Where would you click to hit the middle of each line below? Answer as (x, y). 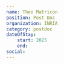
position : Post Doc (31, 18)
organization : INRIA (32, 23)
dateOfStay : (21, 35)
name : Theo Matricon (32, 12)
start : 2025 (32, 40)
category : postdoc (29, 29)
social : (16, 52)
